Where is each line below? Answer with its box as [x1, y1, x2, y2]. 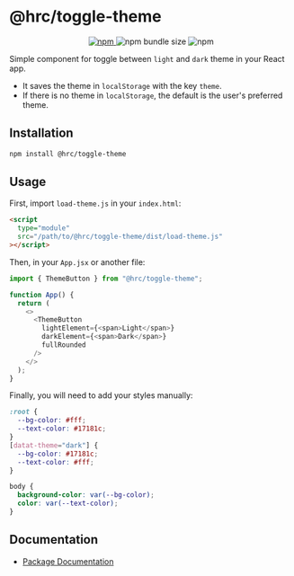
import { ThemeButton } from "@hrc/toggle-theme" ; [9, 274, 203, 283]
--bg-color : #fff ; [17, 416, 87, 425]
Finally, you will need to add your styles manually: [9, 390, 193, 401]
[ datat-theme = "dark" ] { [9, 440, 99, 450]
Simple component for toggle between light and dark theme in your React [9, 53, 285, 64]
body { [9, 483, 34, 492]
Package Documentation [22, 555, 114, 567]
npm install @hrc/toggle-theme [9, 149, 127, 158]
